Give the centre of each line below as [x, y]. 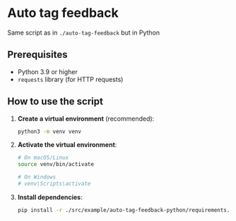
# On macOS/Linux [43, 158]
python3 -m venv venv [49, 131]
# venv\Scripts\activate [54, 184]
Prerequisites [37, 55]
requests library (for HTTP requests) [70, 79]
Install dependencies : [50, 197]
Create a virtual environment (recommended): [86, 119]
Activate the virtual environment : [67, 145]
